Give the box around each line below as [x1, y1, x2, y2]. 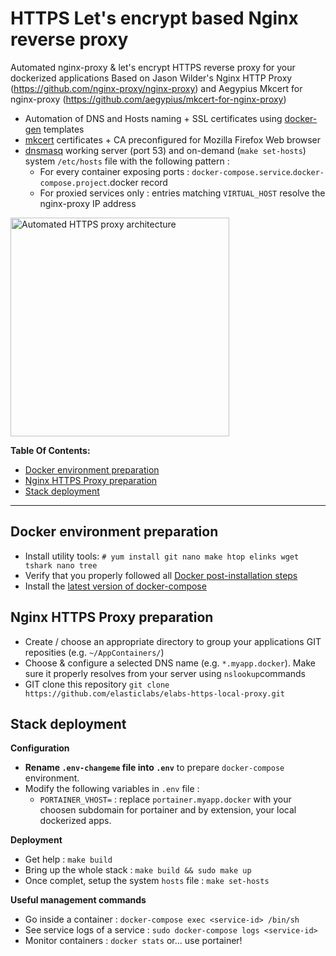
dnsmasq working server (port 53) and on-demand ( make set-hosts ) [24, 144, 307, 156]
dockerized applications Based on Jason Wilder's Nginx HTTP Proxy [10, 72, 293, 84]
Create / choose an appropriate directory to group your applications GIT [24, 635, 322, 647]
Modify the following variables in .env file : [24, 783, 200, 795]
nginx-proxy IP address [39, 197, 137, 209]
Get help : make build [24, 853, 113, 866]
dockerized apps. [39, 815, 112, 827]
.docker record [106, 176, 168, 188]
